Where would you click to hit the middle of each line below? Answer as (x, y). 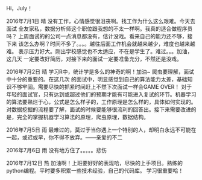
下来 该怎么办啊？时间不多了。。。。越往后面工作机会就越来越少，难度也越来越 (101, 44)
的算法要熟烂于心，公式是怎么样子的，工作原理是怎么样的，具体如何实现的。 (101, 102)
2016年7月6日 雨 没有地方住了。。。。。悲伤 (57, 150)
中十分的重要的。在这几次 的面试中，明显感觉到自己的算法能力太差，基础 (97, 79)
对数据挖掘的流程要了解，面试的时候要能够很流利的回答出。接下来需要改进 (99, 109)
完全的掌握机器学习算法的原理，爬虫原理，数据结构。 (83, 117)
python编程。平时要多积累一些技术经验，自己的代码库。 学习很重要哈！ (95, 171)
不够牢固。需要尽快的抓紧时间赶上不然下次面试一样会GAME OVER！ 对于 (102, 87)
